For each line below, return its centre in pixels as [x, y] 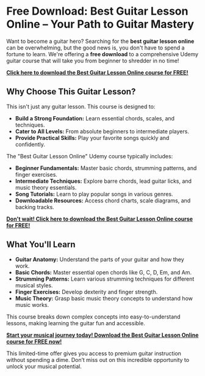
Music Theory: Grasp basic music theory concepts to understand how [104, 298]
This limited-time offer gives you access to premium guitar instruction [94, 353]
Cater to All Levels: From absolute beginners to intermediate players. [102, 131]
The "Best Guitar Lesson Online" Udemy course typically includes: [90, 156]
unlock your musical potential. [44, 366]
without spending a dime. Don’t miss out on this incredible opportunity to [98, 359]
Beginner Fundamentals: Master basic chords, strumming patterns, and [106, 168]
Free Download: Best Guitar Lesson [97, 11]
